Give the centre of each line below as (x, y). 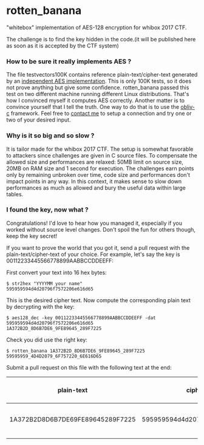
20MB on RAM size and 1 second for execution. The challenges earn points (100, 168)
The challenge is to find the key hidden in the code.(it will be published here (101, 39)
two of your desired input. (39, 120)
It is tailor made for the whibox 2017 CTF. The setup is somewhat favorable (100, 149)
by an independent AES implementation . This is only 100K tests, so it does (99, 81)
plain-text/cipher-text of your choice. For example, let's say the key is (93, 254)
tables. (15, 194)
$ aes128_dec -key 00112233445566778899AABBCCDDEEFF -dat (81, 318)
